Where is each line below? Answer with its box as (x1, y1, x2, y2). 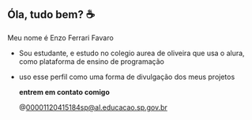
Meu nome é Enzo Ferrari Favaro (7, 32, 114, 43)
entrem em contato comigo (18, 87, 110, 96)
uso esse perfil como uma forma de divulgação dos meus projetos (18, 72, 235, 81)
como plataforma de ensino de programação (18, 56, 165, 66)
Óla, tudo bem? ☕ (7, 8, 96, 21)
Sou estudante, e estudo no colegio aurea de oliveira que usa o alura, (18, 48, 246, 58)
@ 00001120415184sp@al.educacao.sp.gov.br (18, 103, 167, 112)
